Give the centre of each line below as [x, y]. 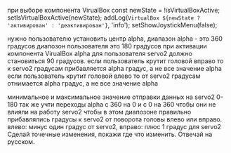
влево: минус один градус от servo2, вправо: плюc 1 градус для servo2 [114, 127]
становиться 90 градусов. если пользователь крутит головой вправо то [115, 61]
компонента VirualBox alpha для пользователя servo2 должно [100, 53]
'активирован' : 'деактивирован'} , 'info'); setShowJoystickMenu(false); [112, 25]
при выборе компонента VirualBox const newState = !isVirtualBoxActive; [114, 10]
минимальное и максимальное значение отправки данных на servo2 [111, 97]
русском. [21, 142]
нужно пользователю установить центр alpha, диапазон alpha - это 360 [115, 39]
